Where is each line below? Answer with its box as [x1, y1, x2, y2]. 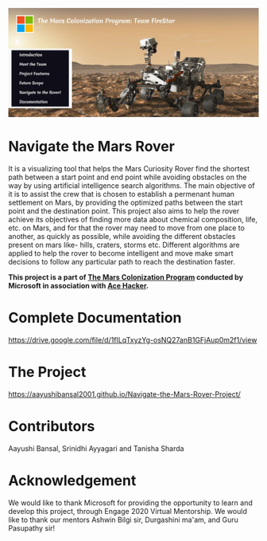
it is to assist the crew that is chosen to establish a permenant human [8, 189, 235, 198]
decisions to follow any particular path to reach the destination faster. [8, 257, 236, 266]
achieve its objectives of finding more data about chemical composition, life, [8, 214, 258, 224]
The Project [8, 363, 87, 382]
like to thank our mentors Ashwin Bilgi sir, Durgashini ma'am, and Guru [8, 515, 238, 524]
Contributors [8, 418, 95, 436]
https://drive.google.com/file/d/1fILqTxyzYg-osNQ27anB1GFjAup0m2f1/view [8, 335, 257, 344]
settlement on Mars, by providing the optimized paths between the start [8, 198, 243, 207]
